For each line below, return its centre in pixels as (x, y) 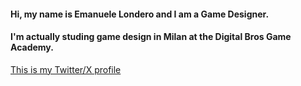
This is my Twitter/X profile (66, 69)
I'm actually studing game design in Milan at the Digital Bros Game (151, 37)
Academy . (32, 47)
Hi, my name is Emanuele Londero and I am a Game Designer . (140, 14)
